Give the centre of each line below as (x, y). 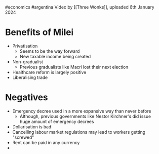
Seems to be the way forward (50, 51)
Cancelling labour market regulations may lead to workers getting (79, 132)
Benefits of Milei (40, 32)
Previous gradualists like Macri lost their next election (74, 67)
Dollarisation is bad (32, 127)
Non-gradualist (28, 62)
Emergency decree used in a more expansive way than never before (82, 111)
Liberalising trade (30, 77)
